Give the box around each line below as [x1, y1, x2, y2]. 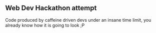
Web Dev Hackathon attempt [5, 4, 97, 12]
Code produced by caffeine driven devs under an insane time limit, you [5, 17, 151, 23]
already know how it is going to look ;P [5, 22, 85, 28]
